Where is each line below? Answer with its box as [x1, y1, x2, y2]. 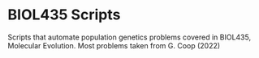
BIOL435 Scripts [7, 6, 121, 24]
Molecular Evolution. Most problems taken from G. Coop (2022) [7, 40, 221, 50]
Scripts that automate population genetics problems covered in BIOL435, [7, 32, 252, 42]
